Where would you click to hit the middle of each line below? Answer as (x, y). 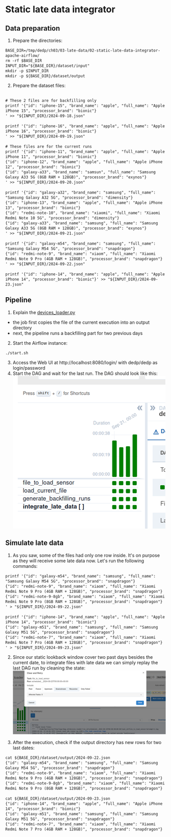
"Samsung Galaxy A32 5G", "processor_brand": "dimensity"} (69, 198)
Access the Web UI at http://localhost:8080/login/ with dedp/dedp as (85, 362)
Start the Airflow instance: (40, 343)
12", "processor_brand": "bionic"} (43, 167)
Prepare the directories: (37, 40)
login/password (29, 368)
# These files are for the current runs (49, 147)
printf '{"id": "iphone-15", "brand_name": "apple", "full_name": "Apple (85, 106)
